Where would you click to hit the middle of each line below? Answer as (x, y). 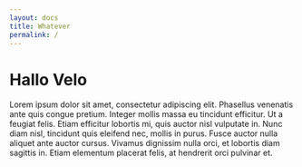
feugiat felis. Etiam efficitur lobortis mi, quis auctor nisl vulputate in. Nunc (146, 124)
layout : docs (34, 18)
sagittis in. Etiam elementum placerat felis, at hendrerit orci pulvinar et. (141, 153)
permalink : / (34, 34)
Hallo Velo (49, 79)
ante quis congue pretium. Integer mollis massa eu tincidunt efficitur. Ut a (146, 114)
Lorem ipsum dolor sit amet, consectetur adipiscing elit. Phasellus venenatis (151, 104)
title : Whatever (40, 26)
